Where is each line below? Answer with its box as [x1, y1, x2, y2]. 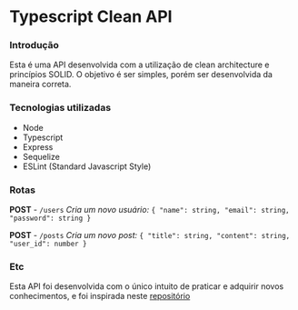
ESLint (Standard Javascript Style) [22, 161, 152, 172]
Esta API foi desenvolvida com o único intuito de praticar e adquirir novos [9, 281, 284, 292]
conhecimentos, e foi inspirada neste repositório [9, 291, 191, 302]
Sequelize [22, 151, 61, 162]
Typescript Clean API [9, 6, 173, 27]
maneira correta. [9, 79, 72, 90]
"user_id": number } [9, 239, 88, 249]
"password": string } [9, 214, 92, 224]
